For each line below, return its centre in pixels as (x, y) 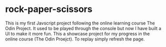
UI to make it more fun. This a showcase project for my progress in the (78, 33)
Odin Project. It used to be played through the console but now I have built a (83, 28)
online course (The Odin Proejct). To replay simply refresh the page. (75, 39)
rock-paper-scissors (49, 9)
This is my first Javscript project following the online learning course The (80, 23)
